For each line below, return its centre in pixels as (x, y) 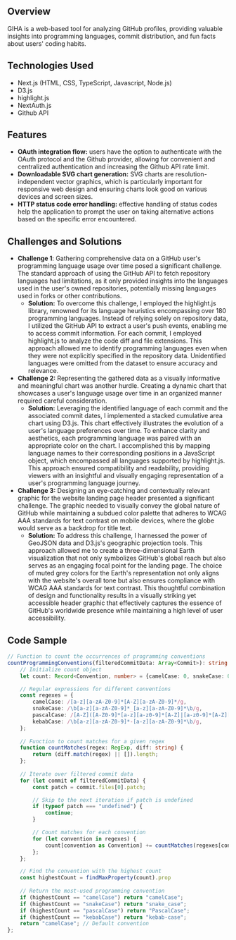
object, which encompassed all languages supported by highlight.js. (126, 460)
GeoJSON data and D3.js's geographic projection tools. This (115, 543)
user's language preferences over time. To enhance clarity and (119, 431)
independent (36, 182)
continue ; (59, 813)
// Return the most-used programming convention (92, 891)
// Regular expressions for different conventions (96, 689)
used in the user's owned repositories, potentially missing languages (117, 288)
